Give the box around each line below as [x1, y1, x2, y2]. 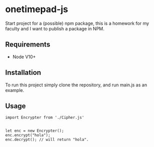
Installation [5, 68, 41, 77]
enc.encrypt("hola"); [5, 133, 51, 138]
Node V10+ [12, 54, 36, 60]
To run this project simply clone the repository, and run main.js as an [5, 82, 147, 88]
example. [5, 87, 24, 93]
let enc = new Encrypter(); [5, 128, 64, 133]
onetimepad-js [5, 4, 68, 15]
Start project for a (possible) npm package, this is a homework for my [5, 20, 149, 26]
